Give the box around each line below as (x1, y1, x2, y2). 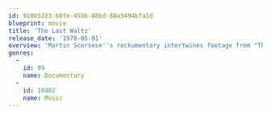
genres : (8, 49, 35, 57)
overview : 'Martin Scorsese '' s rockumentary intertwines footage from (8, 42, 251, 50)
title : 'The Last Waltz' (8, 26, 92, 35)
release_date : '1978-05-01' (8, 34, 103, 43)
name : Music (23, 94, 63, 102)
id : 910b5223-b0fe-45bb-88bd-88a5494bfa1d (8, 11, 153, 20)
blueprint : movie (8, 19, 67, 27)
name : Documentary (23, 71, 85, 79)
